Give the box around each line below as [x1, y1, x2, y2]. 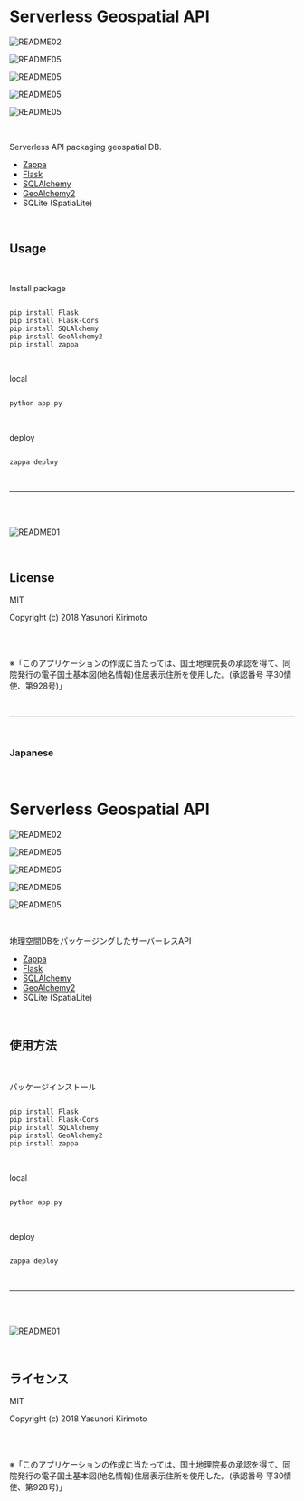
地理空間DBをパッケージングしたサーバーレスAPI [9, 935, 192, 946]
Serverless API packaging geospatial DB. [9, 141, 162, 152]
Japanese [9, 746, 54, 759]
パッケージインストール [9, 1081, 97, 1092]
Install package [9, 282, 66, 293]
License [9, 570, 55, 585]
